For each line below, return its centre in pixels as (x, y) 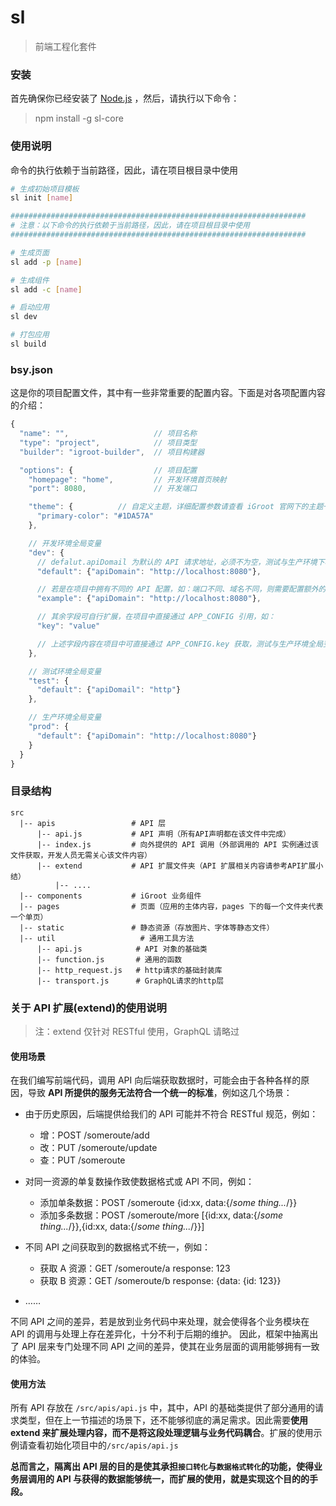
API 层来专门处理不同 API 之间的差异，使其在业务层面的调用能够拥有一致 (170, 1347)
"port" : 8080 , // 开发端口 (113, 489)
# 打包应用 (30, 335)
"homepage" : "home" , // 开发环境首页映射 (127, 479)
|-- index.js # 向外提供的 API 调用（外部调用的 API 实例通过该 (178, 844)
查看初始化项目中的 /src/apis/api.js (103, 1445)
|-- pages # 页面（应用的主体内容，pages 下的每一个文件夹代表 (171, 906)
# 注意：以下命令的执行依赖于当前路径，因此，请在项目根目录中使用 (130, 226)
